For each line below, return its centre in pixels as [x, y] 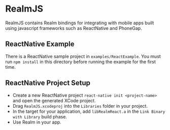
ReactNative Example [40, 44]
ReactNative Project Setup [48, 83]
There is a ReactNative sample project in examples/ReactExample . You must [83, 56]
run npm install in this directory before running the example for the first [81, 62]
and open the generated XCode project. [54, 100]
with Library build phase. [40, 116]
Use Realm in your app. [37, 122]
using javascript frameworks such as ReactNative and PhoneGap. [74, 28]
